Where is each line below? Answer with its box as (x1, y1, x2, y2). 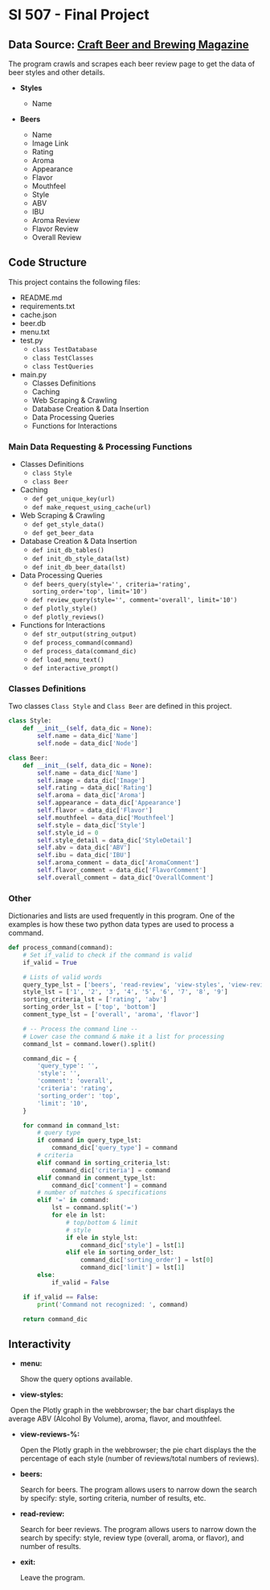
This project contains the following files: (8, 277, 141, 286)
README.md (19, 292, 63, 303)
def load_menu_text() (31, 656, 104, 665)
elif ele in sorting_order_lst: (65, 1249, 174, 1257)
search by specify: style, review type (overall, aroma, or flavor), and (19, 1533, 244, 1543)
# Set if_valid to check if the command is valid (22, 951, 193, 959)
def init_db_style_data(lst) (31, 555, 130, 563)
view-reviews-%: (19, 1430, 80, 1440)
